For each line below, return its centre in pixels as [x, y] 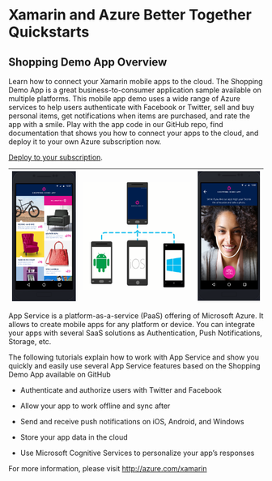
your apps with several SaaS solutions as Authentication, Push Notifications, [136, 333]
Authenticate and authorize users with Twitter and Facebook [121, 390]
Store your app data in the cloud [74, 437]
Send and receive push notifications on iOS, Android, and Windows [132, 421]
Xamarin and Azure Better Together [130, 15]
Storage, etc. [30, 341]
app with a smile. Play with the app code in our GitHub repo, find [116, 124]
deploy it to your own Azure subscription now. [85, 142]
